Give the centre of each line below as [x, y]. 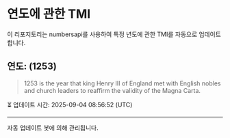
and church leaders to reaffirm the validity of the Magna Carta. [112, 90]
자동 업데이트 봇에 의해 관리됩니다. [53, 128]
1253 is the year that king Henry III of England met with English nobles [122, 83]
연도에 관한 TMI [49, 14]
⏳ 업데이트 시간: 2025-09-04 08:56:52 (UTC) [70, 105]
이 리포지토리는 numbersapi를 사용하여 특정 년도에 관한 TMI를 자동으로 [102, 34]
